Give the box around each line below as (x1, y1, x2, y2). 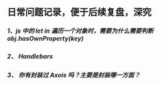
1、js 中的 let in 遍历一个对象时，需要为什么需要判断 (7, 27, 154, 35)
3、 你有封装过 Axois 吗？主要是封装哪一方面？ (7, 71, 141, 79)
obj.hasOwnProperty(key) (7, 34, 84, 42)
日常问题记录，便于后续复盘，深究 (7, 6, 152, 18)
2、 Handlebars (7, 52, 54, 61)
